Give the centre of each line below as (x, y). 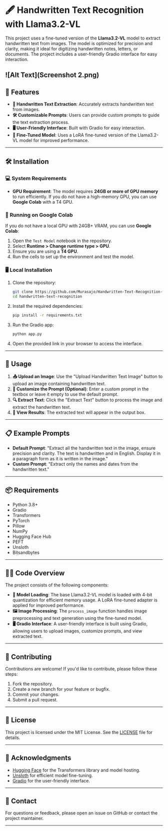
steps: (11, 674)
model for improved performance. (54, 141)
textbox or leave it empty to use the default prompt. (65, 394)
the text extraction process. (41, 122)
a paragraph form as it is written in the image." (60, 458)
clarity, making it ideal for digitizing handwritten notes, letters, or (71, 49)
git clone (23, 292)
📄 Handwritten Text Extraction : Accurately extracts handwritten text (83, 104)
